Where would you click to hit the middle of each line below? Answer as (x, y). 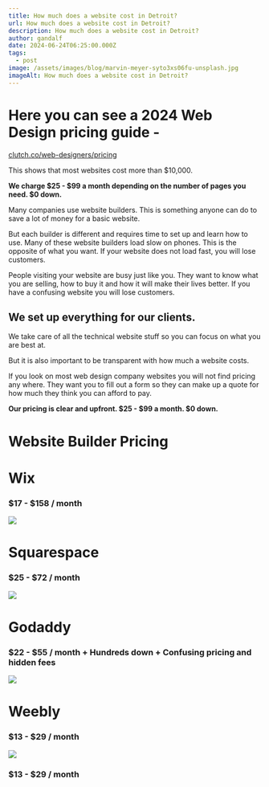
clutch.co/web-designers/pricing (63, 154)
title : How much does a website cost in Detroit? (93, 16)
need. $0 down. (35, 194)
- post (26, 61)
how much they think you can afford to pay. (80, 393)
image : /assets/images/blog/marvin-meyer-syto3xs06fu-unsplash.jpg (124, 68)
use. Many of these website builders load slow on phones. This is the (122, 243)
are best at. (27, 345)
